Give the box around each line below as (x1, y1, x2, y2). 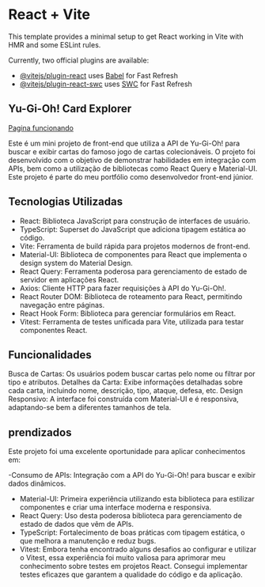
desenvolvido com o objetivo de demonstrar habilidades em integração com (8, 155, 256, 165)
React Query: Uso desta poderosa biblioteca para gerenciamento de (19, 511, 243, 521)
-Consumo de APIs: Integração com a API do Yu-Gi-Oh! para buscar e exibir (8, 471, 256, 480)
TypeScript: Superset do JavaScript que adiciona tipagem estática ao (19, 224, 247, 234)
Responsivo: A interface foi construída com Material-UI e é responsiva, (8, 394, 239, 404)
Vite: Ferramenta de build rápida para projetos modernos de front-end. (19, 241, 251, 251)
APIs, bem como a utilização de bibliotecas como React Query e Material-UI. (8, 164, 258, 173)
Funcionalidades (8, 348, 93, 362)
